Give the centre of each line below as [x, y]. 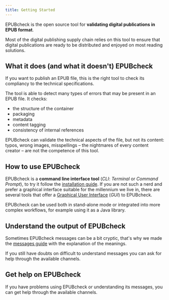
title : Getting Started [30, 10]
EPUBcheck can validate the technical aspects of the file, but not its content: [85, 140]
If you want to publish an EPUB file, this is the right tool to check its [75, 78]
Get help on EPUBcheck [43, 274]
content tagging [29, 125]
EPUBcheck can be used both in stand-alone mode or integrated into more [83, 205]
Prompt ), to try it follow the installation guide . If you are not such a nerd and [84, 184]
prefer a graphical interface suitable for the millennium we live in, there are [83, 190]
